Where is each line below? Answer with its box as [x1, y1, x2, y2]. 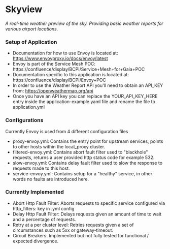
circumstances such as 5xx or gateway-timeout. [12, 227, 113, 233]
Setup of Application [5, 38, 57, 45]
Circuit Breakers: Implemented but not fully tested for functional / [12, 232, 149, 238]
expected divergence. [12, 238, 59, 244]
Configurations [5, 117, 44, 124]
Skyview [5, 4, 43, 15]
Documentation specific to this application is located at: [12, 72, 129, 78]
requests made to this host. [12, 165, 70, 171]
